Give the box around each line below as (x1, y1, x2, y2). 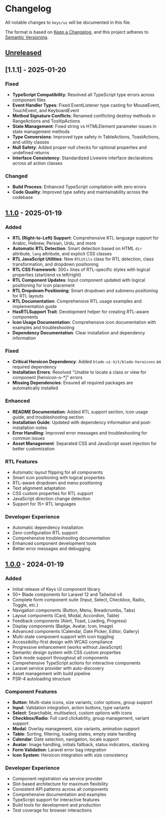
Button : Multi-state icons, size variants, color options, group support (12, 699, 153, 705)
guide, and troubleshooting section (12, 414, 84, 420)
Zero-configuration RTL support (12, 530, 78, 536)
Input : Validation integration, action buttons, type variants (12, 705, 130, 711)
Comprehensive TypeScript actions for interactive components (12, 660, 141, 666)
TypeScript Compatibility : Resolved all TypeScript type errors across (12, 92, 155, 98)
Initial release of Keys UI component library (12, 586, 101, 592)
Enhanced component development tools (12, 540, 97, 546)
